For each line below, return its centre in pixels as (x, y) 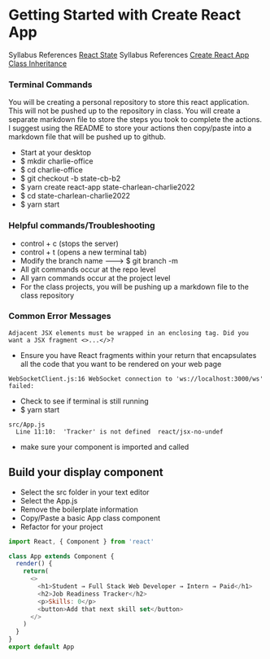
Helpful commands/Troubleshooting (82, 225)
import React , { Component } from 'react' (81, 541)
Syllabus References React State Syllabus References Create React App (129, 55)
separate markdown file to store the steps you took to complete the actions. (135, 120)
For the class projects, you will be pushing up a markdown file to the (135, 286)
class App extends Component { (61, 556)
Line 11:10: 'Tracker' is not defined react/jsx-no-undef (120, 432)
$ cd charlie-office (51, 170)
